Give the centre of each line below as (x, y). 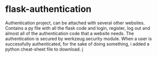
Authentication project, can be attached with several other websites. (75, 23)
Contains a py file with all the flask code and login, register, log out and (78, 28)
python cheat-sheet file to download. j (44, 49)
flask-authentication (48, 9)
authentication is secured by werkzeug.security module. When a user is (78, 39)
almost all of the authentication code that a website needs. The (70, 33)
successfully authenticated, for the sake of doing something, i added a (78, 44)
